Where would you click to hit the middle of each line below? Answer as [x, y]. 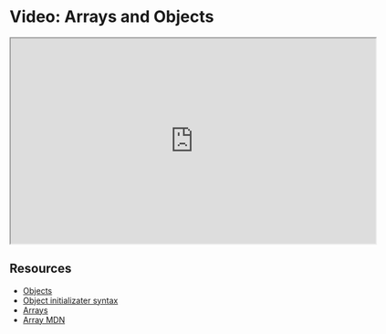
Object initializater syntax [70, 300]
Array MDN [44, 319]
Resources [41, 269]
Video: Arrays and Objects [112, 17]
